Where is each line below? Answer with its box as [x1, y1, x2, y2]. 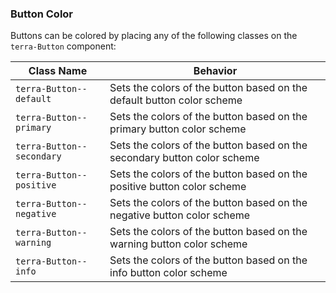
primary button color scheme [109, 122, 247, 136]
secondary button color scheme [109, 151, 260, 165]
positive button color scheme [109, 180, 247, 194]
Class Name [28, 64, 88, 78]
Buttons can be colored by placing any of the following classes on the [10, 30, 298, 42]
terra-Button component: [10, 40, 117, 52]
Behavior [193, 64, 238, 78]
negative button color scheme [109, 208, 251, 222]
